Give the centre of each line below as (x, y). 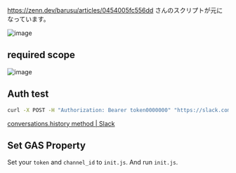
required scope (41, 55)
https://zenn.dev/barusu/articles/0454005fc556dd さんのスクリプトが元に (115, 10)
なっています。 (28, 19)
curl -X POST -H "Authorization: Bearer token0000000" (89, 110)
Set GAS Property (47, 145)
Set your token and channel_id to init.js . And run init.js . (93, 162)
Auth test (28, 94)
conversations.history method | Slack (61, 123)
